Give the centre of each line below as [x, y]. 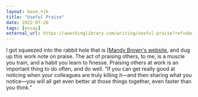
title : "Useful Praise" [35, 17]
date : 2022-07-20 [27, 22]
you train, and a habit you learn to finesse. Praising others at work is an [92, 63]
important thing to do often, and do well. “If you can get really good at [91, 69]
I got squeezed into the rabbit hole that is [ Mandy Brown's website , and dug [98, 50]
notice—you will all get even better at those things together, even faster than [99, 81]
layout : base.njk [27, 11]
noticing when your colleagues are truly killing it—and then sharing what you [99, 75]
